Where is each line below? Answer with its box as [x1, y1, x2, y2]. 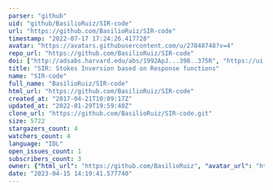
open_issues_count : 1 [8, 147, 82, 155]
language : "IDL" [8, 139, 63, 148]
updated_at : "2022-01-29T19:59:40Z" [8, 102, 132, 110]
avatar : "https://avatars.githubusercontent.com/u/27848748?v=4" [8, 42, 234, 50]
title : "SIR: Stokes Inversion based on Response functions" [8, 65, 220, 73]
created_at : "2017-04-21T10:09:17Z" [8, 95, 132, 103]
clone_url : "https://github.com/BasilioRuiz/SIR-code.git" [8, 110, 213, 118]
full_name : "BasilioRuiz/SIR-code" [8, 79, 129, 87]
